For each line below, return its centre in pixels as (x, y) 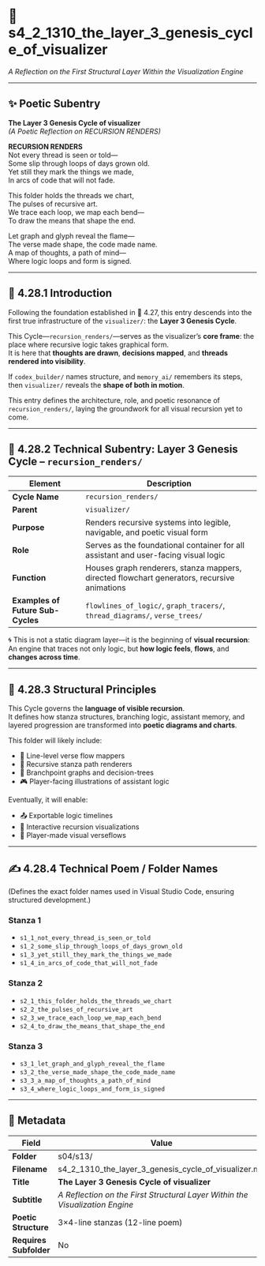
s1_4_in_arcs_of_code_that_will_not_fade (88, 964)
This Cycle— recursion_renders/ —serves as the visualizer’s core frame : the (131, 336)
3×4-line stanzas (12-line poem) (120, 1222)
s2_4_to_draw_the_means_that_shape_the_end (92, 1026)
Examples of (36, 601)
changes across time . (44, 657)
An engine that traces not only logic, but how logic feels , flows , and (119, 649)
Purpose (28, 528)
